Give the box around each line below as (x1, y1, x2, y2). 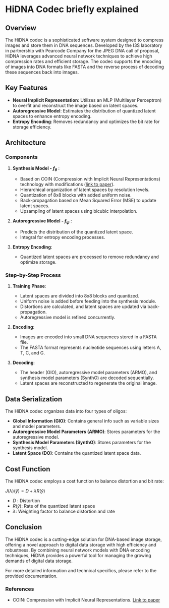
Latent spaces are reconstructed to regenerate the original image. (20, 380, 157, 386)
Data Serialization (5, 395, 63, 403)
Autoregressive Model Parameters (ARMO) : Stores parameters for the (12, 429, 160, 435)
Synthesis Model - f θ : (12, 165, 60, 172)
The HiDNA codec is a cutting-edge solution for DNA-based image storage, (5, 536, 162, 542)
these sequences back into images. (5, 69, 79, 75)
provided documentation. (5, 573, 58, 579)
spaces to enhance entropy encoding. (12, 113, 92, 119)
